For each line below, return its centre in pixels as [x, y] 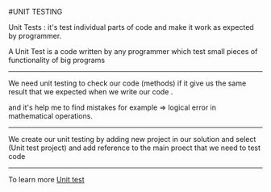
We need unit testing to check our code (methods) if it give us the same [127, 83]
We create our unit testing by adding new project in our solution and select [132, 139]
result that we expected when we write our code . [91, 92]
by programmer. [35, 36]
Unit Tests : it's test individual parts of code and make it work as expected [131, 27]
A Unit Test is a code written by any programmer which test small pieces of [133, 51]
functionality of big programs [57, 60]
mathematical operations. [50, 116]
